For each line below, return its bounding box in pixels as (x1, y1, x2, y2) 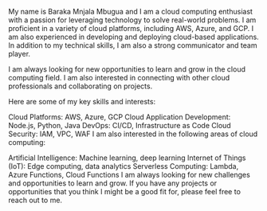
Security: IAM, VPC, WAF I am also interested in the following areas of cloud (8, 129, 258, 139)
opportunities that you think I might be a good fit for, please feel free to (8, 187, 241, 196)
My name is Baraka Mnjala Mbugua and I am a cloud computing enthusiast (8, 7, 253, 16)
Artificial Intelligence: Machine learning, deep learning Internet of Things (8, 153, 246, 162)
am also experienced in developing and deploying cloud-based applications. (8, 32, 259, 41)
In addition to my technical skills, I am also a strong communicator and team (8, 41, 257, 50)
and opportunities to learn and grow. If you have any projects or (8, 178, 218, 188)
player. (8, 49, 30, 58)
